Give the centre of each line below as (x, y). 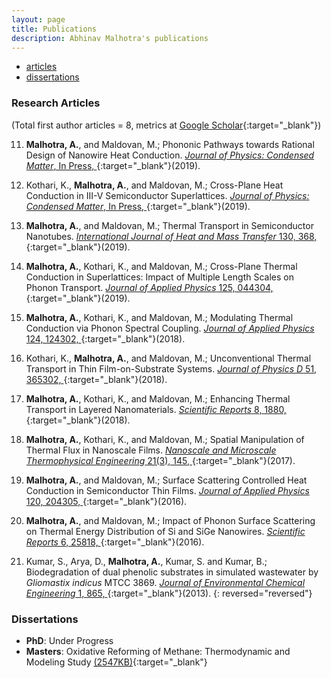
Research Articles (56, 103)
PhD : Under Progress (69, 640)
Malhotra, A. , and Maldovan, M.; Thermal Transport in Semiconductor (169, 225)
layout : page (38, 19)
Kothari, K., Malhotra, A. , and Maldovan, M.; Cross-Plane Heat (154, 185)
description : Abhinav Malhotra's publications (110, 38)
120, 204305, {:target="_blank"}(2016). (106, 501)
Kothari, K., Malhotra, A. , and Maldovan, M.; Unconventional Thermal (168, 358)
